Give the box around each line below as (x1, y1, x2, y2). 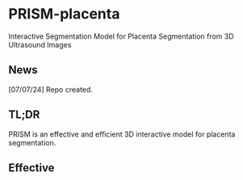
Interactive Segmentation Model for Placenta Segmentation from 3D (8, 31, 234, 41)
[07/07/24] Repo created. (8, 84, 93, 94)
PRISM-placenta (8, 5, 120, 23)
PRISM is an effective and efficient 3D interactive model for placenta (8, 129, 236, 139)
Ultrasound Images (8, 39, 72, 49)
